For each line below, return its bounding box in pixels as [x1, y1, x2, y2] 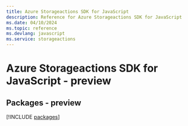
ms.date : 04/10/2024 [6, 20, 58, 25]
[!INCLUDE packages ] [6, 114, 60, 120]
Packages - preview [6, 98, 82, 108]
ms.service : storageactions [6, 36, 76, 42]
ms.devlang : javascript [6, 31, 65, 37]
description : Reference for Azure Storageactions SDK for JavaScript [6, 14, 183, 20]
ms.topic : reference [6, 25, 58, 31]
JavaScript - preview [6, 75, 112, 88]
